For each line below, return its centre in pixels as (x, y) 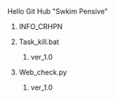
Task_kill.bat (39, 42)
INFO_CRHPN (41, 26)
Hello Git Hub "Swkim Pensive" (57, 11)
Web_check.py (43, 72)
